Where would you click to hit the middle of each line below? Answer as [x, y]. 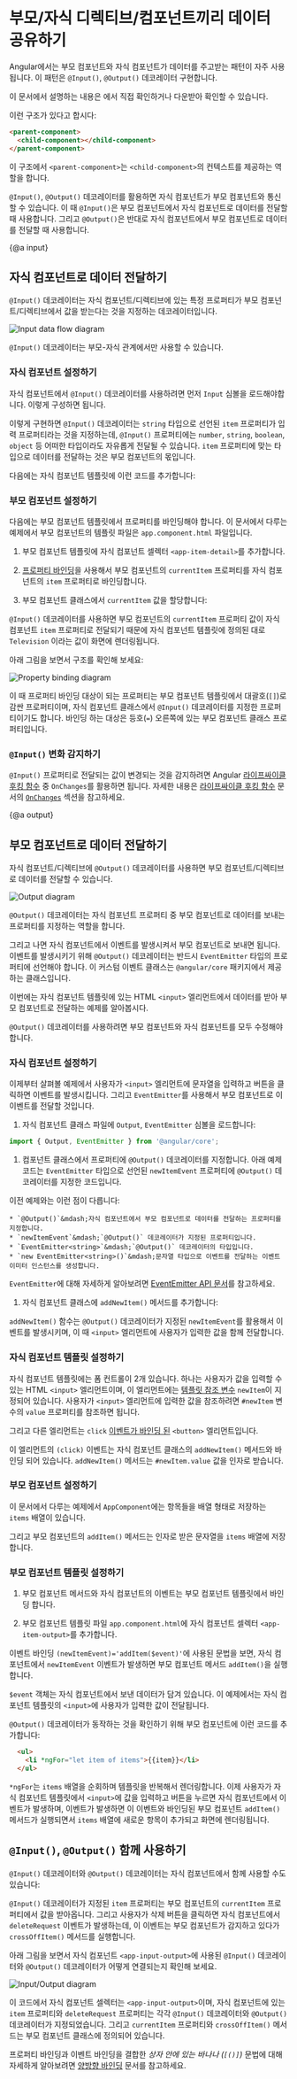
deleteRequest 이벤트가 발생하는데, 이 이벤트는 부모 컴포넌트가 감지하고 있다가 [145, 1925]
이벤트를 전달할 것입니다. [52, 1106]
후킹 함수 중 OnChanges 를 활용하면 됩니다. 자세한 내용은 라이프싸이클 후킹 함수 [142, 786]
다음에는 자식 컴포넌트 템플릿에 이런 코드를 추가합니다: [103, 475]
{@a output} [31, 815]
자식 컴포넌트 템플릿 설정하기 [67, 1357]
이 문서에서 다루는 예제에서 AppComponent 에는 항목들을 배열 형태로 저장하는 [138, 1506]
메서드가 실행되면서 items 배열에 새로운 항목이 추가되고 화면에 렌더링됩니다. [139, 1820]
